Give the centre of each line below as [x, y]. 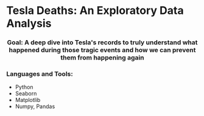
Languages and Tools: [40, 74]
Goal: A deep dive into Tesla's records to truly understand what [102, 43]
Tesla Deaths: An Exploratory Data [95, 11]
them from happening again [102, 58]
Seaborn [26, 94]
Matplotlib [28, 100]
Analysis [29, 23]
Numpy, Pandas [35, 106]
